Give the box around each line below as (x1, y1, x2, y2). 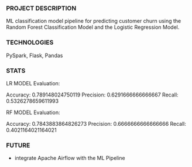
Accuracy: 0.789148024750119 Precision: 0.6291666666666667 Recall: (6, 91, 179, 98)
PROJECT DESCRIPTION (6, 4, 77, 12)
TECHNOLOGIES (6, 38, 54, 46)
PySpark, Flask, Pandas (6, 52, 63, 59)
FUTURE (6, 141, 30, 149)
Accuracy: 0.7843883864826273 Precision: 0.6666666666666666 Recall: (6, 120, 186, 127)
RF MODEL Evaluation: (6, 109, 60, 116)
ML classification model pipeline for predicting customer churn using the (6, 18, 181, 25)
